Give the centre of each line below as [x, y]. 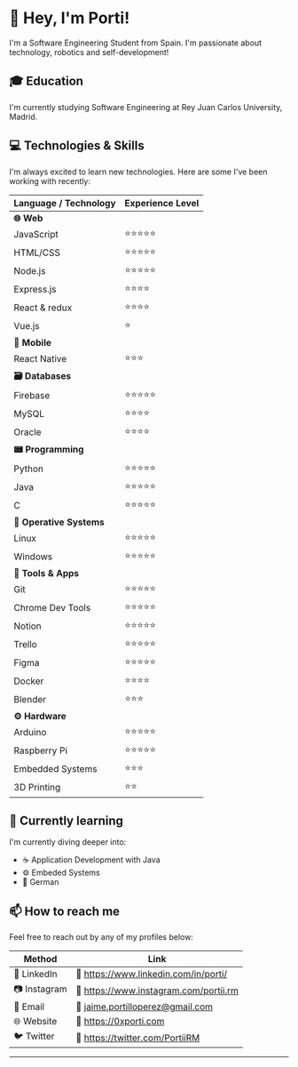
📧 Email [29, 1007]
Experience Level [162, 203]
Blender [30, 700]
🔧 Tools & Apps [47, 573]
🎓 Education [47, 81]
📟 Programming [49, 449]
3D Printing [37, 788]
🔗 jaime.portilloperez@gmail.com [144, 1007]
